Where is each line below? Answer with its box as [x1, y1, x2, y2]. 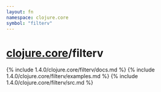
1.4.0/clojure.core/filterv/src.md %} [6, 79, 93, 87]
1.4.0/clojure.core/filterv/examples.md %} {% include [6, 73, 138, 80]
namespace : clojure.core [6, 15, 69, 21]
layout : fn [6, 8, 34, 15]
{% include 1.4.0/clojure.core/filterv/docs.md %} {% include [6, 66, 155, 73]
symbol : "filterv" [6, 20, 52, 26]
